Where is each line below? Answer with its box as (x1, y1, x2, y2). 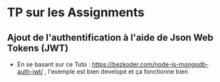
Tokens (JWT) (7, 42, 69, 54)
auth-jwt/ (16, 68, 43, 75)
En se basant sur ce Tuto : (16, 60, 91, 68)
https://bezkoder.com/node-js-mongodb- (92, 60, 209, 68)
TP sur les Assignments (7, 5, 145, 20)
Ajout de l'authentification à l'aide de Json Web (7, 32, 214, 43)
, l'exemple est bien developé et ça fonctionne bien (44, 68, 189, 75)
